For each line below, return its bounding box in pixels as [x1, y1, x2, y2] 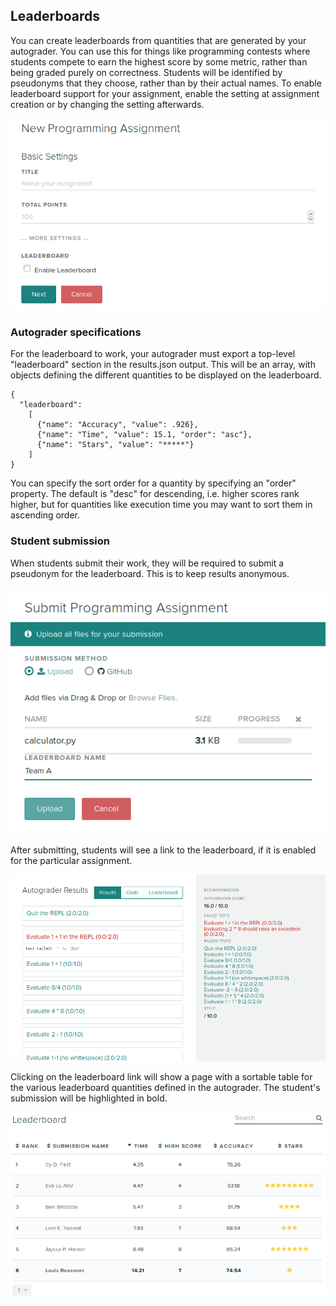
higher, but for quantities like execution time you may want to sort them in [10, 499, 313, 511]
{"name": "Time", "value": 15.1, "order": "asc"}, [36, 430, 253, 440]
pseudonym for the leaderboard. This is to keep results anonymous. [10, 567, 290, 579]
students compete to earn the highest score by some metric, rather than [10, 55, 308, 68]
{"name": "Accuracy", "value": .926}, [36, 420, 199, 430]
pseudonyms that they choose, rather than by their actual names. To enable [10, 77, 322, 89]
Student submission [10, 534, 110, 548]
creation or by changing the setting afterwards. [10, 98, 205, 110]
